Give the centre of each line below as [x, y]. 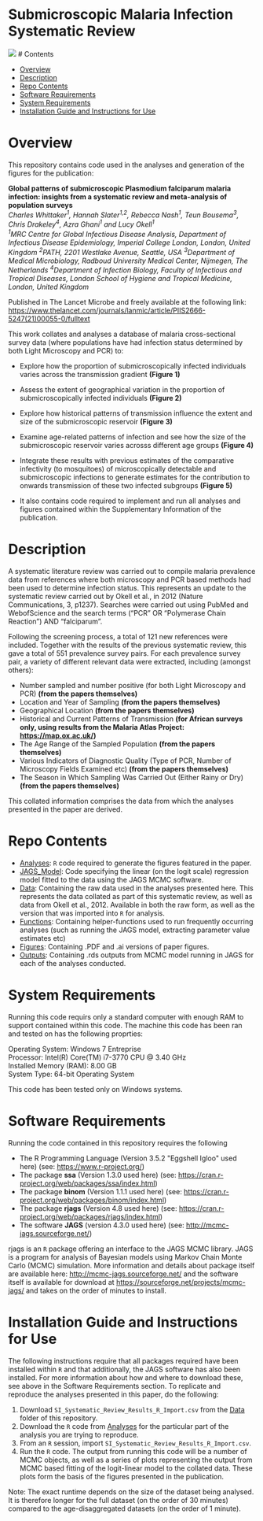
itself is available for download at [62, 1282]
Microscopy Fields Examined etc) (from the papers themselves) [124, 769]
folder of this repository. [58, 1418]
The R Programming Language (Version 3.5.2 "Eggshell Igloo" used [128, 1158]
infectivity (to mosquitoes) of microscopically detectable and [118, 469]
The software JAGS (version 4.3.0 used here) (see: [102, 1225]
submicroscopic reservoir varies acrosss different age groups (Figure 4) [136, 446]
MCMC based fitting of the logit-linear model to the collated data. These [136, 1468]
